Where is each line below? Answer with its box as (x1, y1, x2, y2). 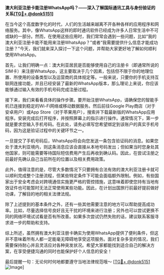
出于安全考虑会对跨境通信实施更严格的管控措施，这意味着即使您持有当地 (9, 179, 155, 185)
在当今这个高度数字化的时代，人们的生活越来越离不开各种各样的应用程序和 (5, 21, 155, 27)
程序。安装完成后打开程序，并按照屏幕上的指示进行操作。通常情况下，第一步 (5, 115, 159, 121)
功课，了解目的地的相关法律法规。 (5, 191, 74, 197)
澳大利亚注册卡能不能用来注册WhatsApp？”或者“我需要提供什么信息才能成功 (5, 40, 158, 45)
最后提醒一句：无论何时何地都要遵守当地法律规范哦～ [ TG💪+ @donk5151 (5, 259, 150, 264)
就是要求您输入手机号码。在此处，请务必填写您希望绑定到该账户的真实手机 (5, 122, 155, 127)
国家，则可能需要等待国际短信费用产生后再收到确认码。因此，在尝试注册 (9, 150, 155, 156)
